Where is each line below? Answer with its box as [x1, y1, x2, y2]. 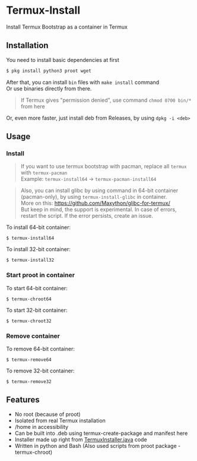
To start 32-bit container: [6, 306, 68, 313]
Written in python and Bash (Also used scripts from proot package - [14, 442, 181, 449]
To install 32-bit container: [6, 246, 71, 253]
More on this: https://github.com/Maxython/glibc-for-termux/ [20, 200, 170, 207]
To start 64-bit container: [6, 284, 68, 291]
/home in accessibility [14, 423, 69, 430]
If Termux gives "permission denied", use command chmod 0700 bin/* [20, 96, 192, 104]
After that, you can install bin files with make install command [6, 79, 160, 86]
